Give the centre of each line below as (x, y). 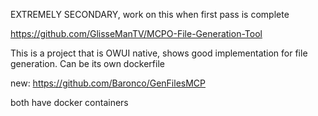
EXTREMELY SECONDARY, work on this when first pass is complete (150, 14)
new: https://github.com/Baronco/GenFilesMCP (108, 83)
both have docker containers (69, 102)
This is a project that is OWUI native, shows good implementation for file (159, 53)
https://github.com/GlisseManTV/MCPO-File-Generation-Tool (136, 33)
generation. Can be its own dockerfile (87, 63)
